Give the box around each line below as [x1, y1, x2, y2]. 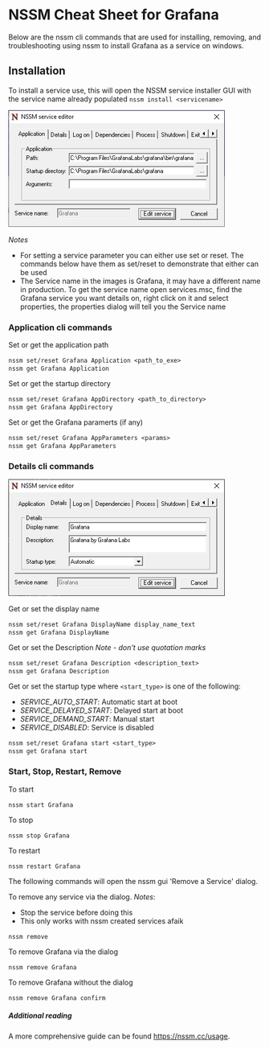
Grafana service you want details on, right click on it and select [19, 293, 229, 302]
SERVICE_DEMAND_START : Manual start [19, 714, 155, 724]
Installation [8, 64, 66, 78]
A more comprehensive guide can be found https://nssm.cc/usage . [8, 1031, 230, 1041]
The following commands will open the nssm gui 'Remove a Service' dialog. [8, 876, 259, 886]
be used [19, 267, 47, 277]
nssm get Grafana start [8, 747, 88, 755]
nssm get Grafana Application [8, 364, 110, 373]
